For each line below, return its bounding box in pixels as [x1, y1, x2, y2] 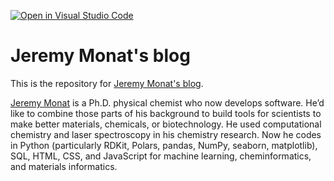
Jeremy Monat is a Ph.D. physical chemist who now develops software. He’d [10, 96, 325, 109]
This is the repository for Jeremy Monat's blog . [10, 77, 204, 89]
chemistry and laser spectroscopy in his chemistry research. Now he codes [10, 128, 322, 140]
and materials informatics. [10, 160, 118, 172]
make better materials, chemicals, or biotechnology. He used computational [10, 118, 322, 130]
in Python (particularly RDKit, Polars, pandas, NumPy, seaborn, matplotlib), [10, 139, 318, 151]
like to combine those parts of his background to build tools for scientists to [10, 107, 322, 119]
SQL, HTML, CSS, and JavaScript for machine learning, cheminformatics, [10, 150, 312, 162]
